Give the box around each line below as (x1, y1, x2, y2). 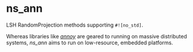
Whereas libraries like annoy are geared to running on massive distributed (6, 32, 187, 40)
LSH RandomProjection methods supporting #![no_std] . (6, 21, 144, 28)
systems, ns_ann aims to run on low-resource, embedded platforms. (6, 39, 173, 46)
